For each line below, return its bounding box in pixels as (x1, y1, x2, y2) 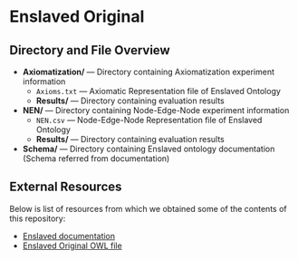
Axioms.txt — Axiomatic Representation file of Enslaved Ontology (35, 86, 281, 96)
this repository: (9, 213, 66, 224)
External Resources (9, 179, 122, 195)
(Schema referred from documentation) (22, 153, 170, 164)
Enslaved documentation (22, 230, 116, 241)
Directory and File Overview (9, 43, 170, 58)
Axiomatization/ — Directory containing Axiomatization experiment (22, 66, 274, 77)
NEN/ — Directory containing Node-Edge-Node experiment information (22, 105, 290, 115)
